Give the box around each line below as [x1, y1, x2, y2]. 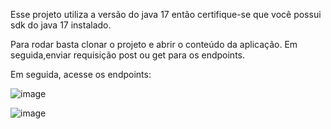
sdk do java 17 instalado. [10, 19, 112, 31]
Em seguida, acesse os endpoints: [10, 69, 152, 80]
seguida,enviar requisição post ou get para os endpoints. [10, 49, 245, 61]
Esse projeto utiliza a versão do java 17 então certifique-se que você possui [10, 9, 322, 20]
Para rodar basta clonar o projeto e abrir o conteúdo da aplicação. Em [10, 39, 298, 50]
